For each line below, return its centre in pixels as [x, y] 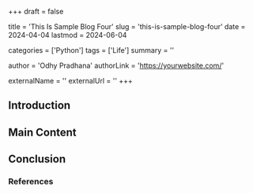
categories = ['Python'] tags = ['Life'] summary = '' [91, 50]
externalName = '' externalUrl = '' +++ [70, 81]
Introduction [40, 106]
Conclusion [37, 160]
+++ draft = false [36, 11]
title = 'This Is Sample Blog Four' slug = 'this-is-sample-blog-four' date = [127, 26]
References [31, 182]
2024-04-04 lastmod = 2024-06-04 [68, 35]
